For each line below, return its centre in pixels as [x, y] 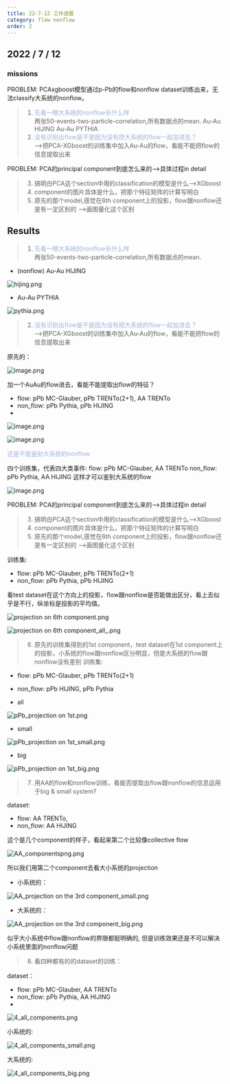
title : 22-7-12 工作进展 [41, 13]
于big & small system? [65, 791]
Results [24, 231]
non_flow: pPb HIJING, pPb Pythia [65, 689]
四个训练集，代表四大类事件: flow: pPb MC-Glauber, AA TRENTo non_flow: [112, 468]
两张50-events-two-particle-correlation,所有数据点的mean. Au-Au [127, 122]
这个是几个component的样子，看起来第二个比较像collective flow [98, 840]
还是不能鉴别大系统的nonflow [49, 453]
